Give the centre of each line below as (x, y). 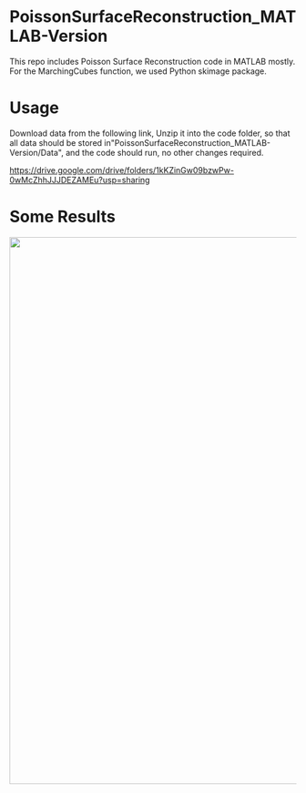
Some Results (62, 217)
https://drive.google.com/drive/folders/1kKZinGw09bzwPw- (122, 170)
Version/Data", (36, 152)
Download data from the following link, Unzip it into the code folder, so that (150, 133)
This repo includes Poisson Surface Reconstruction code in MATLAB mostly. (153, 61)
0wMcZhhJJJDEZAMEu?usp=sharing (80, 180)
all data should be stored (56, 142)
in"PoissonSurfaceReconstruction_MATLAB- (188, 142)
